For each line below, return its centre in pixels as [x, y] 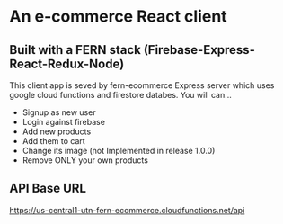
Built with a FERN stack [75, 50]
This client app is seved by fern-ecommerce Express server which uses [142, 85]
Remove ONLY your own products [85, 160]
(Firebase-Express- [199, 50]
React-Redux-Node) [67, 63]
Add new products [57, 131]
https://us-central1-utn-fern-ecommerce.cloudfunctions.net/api [127, 210]
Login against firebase [64, 122]
